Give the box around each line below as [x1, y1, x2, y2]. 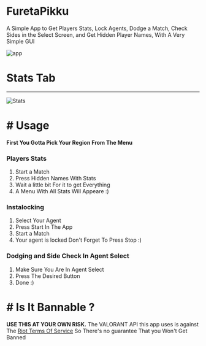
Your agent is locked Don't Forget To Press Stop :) [15, 236, 142, 244]
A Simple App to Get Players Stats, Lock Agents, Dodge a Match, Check [6, 25, 188, 32]
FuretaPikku [6, 4, 69, 18]
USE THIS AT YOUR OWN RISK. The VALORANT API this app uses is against [6, 320, 199, 328]
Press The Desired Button [15, 272, 80, 280]
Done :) [15, 279, 34, 286]
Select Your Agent [15, 217, 61, 225]
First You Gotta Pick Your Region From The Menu [6, 139, 133, 146]
